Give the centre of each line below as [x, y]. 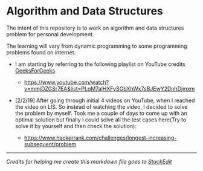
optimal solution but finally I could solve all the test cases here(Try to [101, 120]
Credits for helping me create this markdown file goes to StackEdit [89, 161]
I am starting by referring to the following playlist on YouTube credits [100, 64]
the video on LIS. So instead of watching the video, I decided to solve [101, 106]
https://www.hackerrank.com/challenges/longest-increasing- [100, 138]
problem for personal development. [50, 34]
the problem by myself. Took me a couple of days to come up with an [101, 113]
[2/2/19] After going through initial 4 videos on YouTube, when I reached [105, 100]
